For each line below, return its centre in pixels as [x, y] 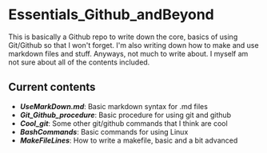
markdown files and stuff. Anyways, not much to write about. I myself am [128, 53]
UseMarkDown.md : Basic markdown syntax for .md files [114, 106]
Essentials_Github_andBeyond [111, 15]
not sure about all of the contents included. [79, 62]
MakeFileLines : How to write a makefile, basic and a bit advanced [129, 140]
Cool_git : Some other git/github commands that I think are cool [124, 123]
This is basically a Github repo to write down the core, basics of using [123, 37]
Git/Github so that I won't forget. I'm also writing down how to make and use [133, 45]
